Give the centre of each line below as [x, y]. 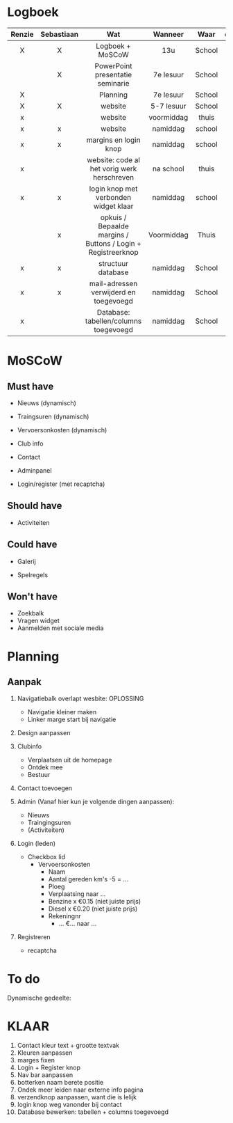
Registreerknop [113, 252]
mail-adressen [113, 283]
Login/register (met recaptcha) [61, 484]
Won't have [32, 596]
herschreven [113, 177]
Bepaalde [114, 226]
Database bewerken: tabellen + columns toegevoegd [93, 1112]
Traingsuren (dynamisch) [53, 416]
